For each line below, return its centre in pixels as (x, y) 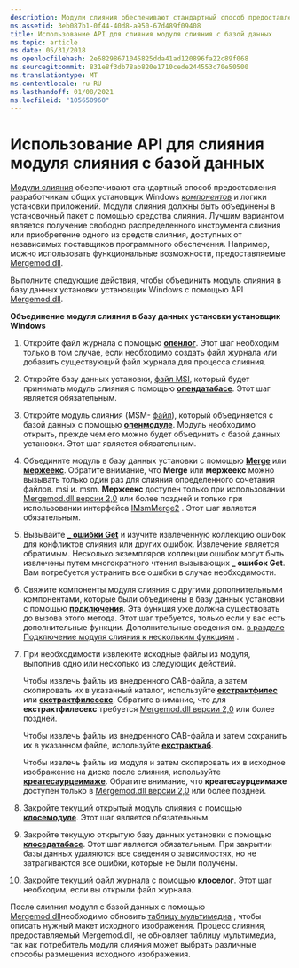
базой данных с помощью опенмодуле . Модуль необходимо (139, 425)
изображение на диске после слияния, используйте (122, 772)
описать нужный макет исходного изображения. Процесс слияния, (138, 926)
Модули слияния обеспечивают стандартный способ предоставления (143, 188)
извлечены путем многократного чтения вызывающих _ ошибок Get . (154, 563)
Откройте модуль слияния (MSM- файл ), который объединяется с (148, 415)
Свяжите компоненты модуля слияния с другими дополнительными (153, 590)
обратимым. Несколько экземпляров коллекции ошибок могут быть (153, 554)
